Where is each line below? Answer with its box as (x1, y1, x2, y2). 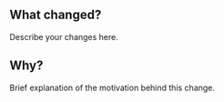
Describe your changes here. (9, 31, 118, 42)
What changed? (9, 7, 102, 23)
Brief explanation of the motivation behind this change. (9, 82, 216, 93)
